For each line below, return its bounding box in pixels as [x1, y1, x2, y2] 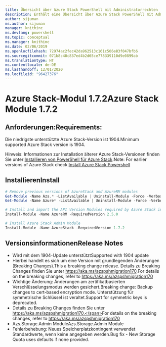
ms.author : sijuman [5, 21, 45, 26]
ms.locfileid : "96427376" [5, 72, 58, 77]
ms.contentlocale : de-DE [5, 62, 56, 67]
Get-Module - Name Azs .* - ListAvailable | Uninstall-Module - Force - [5, 194, 149, 198]
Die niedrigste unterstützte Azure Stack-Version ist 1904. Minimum [5, 136, 139, 142]
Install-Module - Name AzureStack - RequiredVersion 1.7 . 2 [5, 225, 125, 230]
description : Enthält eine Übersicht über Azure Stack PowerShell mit [5, 12, 154, 17]
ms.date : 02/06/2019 [5, 44, 48, 49]
